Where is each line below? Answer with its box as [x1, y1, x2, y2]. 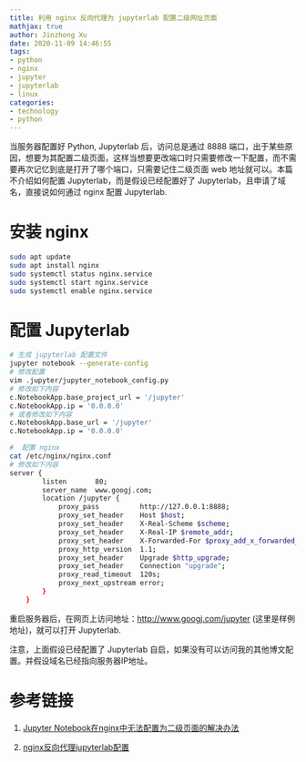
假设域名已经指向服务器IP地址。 [33, 655, 153, 665]
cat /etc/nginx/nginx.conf [9, 452, 112, 461]
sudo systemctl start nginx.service [9, 278, 148, 287]
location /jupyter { [42, 493, 120, 503]
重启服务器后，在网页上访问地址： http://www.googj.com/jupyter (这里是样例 [9, 613, 296, 624]
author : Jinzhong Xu [9, 30, 88, 39]
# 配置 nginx [9, 443, 61, 452]
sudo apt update [9, 252, 71, 262]
